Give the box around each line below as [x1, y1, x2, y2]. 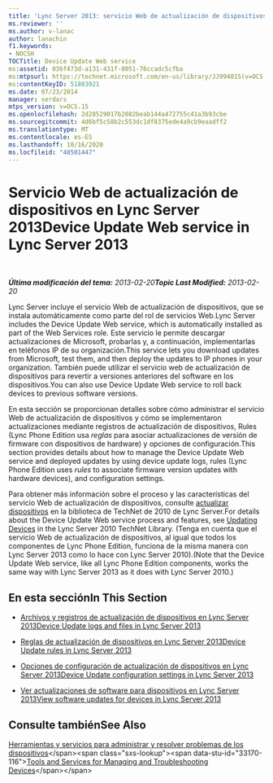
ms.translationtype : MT [8, 125, 89, 133]
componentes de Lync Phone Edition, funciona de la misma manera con [8, 541, 249, 551]
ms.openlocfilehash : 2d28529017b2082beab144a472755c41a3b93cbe [8, 111, 227, 119]
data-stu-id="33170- [193, 748, 262, 758]
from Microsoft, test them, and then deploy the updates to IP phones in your [8, 354, 262, 364]
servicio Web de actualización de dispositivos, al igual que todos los [8, 532, 237, 542]
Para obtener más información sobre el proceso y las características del [8, 489, 249, 499]
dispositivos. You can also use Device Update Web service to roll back [8, 380, 242, 390]
